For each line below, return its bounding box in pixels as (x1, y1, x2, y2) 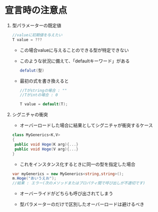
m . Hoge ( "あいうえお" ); (12, 176, 57, 181)
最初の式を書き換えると (19, 78, 69, 84)
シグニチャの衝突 (12, 112, 48, 118)
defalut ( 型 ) (19, 68, 44, 73)
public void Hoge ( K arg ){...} (14, 142, 79, 147)
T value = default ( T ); (19, 102, 68, 107)
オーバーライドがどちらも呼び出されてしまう (19, 191, 114, 197)
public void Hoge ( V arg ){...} (14, 147, 79, 152)
